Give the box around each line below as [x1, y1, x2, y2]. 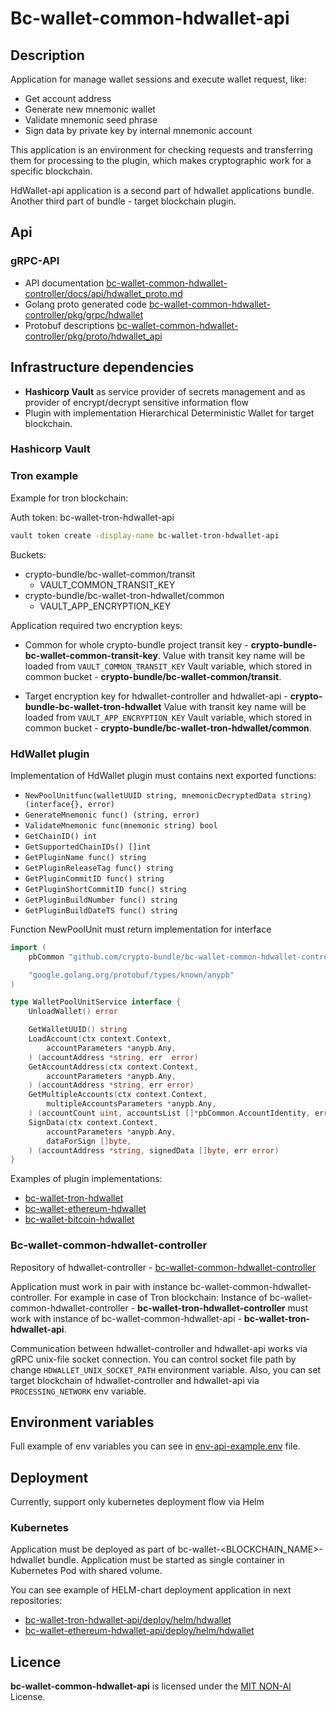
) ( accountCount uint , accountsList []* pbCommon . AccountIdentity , [28, 1108, 311, 1119]
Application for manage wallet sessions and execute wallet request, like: [10, 73, 308, 85]
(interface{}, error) [24, 799, 115, 809]
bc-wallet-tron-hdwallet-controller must [137, 1302, 309, 1314]
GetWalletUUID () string [28, 1025, 128, 1035]
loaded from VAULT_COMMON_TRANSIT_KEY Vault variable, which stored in [24, 660, 312, 672]
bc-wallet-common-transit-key [24, 649, 158, 661]
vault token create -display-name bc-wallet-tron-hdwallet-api [10, 530, 280, 541]
